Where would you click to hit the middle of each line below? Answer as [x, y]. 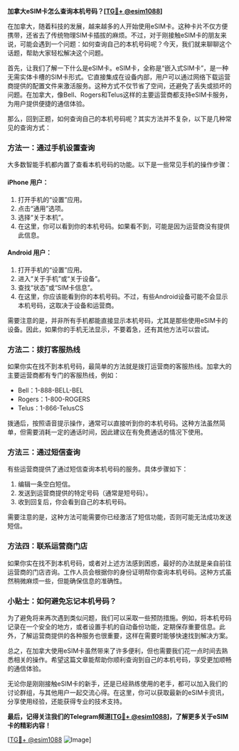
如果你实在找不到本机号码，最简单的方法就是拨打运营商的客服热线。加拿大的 [119, 366]
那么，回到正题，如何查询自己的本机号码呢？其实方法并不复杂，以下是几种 [116, 119]
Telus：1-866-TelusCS [51, 408]
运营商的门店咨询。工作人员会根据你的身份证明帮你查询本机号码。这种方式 [116, 572]
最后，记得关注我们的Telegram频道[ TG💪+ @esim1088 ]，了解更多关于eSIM [118, 716]
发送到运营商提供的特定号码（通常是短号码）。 [85, 493]
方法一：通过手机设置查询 [51, 147]
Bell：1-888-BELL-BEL [51, 390]
